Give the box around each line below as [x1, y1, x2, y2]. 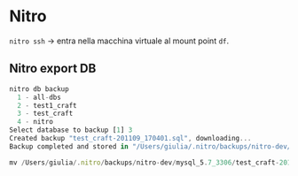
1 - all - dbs [17, 93, 62, 102]
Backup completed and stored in [9, 142, 129, 151]
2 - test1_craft [17, 101, 77, 110]
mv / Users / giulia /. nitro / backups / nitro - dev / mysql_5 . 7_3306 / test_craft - [9, 157, 279, 167]
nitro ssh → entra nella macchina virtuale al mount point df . [9, 35, 230, 46]
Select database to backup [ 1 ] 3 [9, 126, 133, 134]
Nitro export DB [9, 61, 97, 76]
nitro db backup [9, 84, 69, 94]
